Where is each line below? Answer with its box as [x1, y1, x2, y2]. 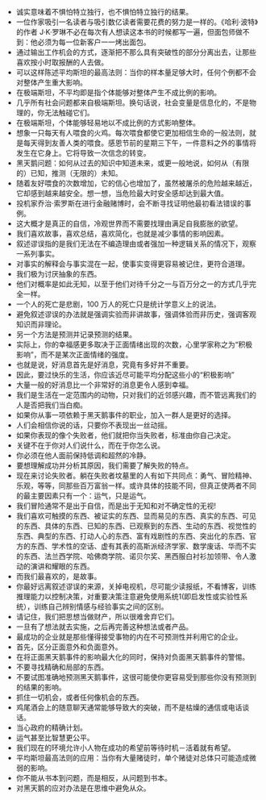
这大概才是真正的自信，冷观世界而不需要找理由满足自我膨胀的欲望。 [15, 219, 243, 228]
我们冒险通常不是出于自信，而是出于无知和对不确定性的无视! [15, 501, 216, 510]
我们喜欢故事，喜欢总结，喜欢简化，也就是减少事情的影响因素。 [15, 229, 228, 238]
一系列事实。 [15, 249, 59, 258]
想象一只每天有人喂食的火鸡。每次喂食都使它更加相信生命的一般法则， [15, 128, 250, 137]
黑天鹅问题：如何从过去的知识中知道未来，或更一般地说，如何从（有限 [15, 158, 250, 168]
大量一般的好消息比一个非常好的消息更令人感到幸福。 [15, 380, 193, 390]
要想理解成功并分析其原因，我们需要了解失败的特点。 [15, 460, 193, 470]
